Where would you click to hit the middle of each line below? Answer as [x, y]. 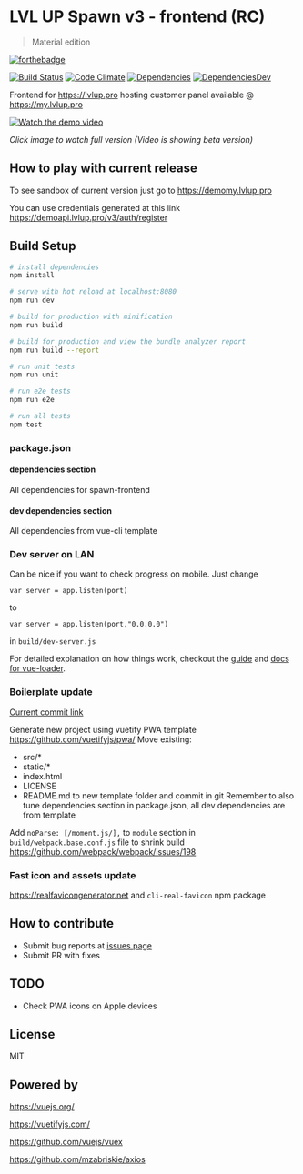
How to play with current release [103, 169]
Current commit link [46, 712]
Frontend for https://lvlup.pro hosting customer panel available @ [132, 95]
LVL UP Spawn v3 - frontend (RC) [137, 17]
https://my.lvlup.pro [46, 104]
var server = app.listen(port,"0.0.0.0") [89, 625]
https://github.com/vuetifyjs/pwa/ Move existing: [101, 739]
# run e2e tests [40, 391]
